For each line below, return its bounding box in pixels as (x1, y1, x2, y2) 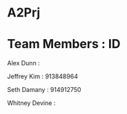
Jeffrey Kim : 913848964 (7, 72, 78, 80)
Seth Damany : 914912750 (7, 86, 81, 94)
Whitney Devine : (7, 99, 56, 107)
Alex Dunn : (7, 59, 40, 67)
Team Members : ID (7, 36, 121, 52)
